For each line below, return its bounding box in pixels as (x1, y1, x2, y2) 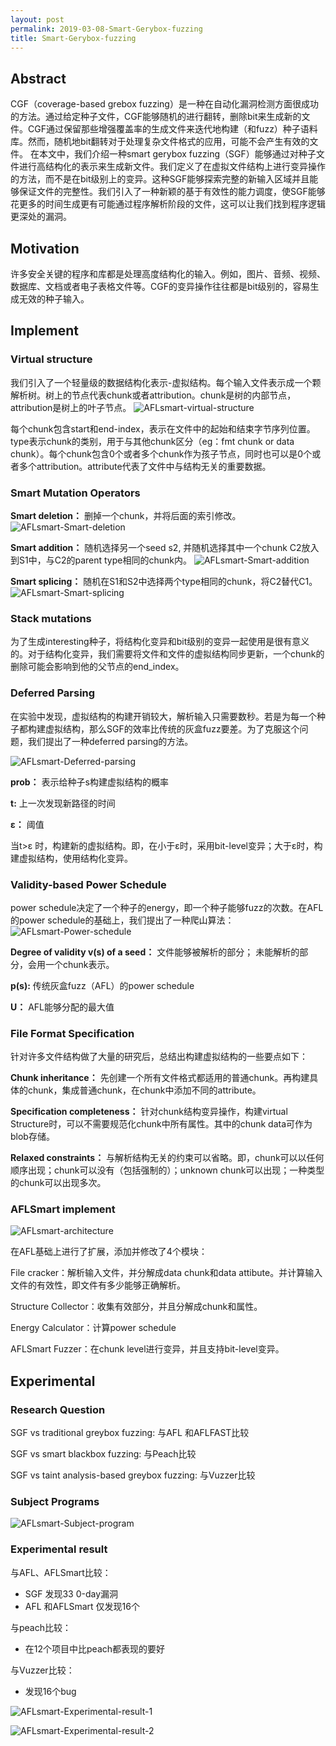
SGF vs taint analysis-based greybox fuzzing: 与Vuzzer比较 (10, 1469, 256, 1481)
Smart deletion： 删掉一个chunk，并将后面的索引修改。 (10, 509, 242, 521)
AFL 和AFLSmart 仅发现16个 (24, 1600, 140, 1612)
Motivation (10, 240, 80, 257)
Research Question (10, 1402, 106, 1416)
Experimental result (10, 1542, 108, 1556)
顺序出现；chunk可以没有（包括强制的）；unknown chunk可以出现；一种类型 (10, 1164, 325, 1176)
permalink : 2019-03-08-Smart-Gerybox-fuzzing (10, 24, 203, 34)
